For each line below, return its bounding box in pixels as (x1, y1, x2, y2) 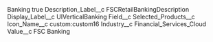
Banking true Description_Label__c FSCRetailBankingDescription (7, 6, 190, 13)
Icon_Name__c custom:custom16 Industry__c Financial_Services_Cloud (7, 20, 207, 28)
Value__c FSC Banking (7, 28, 70, 35)
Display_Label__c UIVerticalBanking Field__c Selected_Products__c (7, 12, 196, 21)
